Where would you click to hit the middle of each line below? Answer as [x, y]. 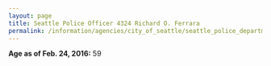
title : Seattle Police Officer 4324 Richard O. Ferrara [104, 23]
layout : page [30, 16]
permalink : [27, 31]
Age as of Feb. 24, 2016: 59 [55, 54]
